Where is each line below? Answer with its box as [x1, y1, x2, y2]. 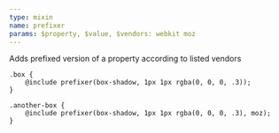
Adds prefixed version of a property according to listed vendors [9, 54, 242, 64]
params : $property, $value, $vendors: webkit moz [9, 29, 197, 38]
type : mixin [9, 12, 53, 22]
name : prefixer [9, 21, 66, 30]
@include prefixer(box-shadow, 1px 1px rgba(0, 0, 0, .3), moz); [25, 109, 272, 118]
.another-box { [9, 101, 66, 110]
